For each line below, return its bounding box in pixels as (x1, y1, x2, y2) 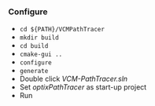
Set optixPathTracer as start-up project (19, 82, 147, 92)
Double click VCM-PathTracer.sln (19, 74, 128, 84)
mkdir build (19, 34, 59, 42)
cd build (19, 42, 49, 50)
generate (19, 68, 49, 75)
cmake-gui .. (19, 50, 63, 59)
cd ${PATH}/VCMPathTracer (19, 26, 105, 34)
